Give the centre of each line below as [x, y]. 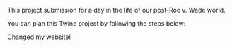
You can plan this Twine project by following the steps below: [97, 23]
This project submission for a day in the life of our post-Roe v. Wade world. [116, 10]
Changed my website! [39, 37]
